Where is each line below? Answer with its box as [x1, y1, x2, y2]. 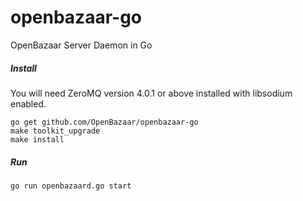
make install [10, 134, 65, 145]
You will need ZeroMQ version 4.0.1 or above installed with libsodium [10, 87, 293, 99]
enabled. [10, 97, 47, 110]
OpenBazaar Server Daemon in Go [10, 39, 153, 51]
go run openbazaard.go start [10, 181, 132, 191]
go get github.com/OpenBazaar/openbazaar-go [10, 117, 199, 127]
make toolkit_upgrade [10, 126, 101, 136]
